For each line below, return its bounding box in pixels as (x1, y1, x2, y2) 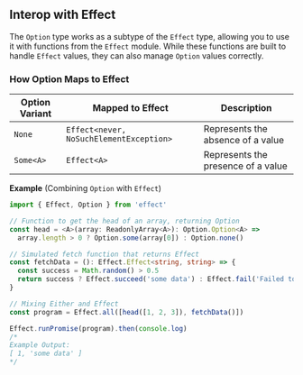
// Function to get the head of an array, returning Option (9, 216, 241, 225)
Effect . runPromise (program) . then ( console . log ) (9, 324, 188, 333)
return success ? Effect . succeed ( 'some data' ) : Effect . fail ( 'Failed (17, 275, 284, 284)
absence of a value (203, 134, 285, 147)
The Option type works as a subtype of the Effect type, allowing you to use (9, 31, 290, 41)
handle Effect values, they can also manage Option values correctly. (9, 50, 264, 61)
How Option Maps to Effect (9, 72, 130, 85)
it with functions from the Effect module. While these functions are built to (9, 41, 287, 51)
